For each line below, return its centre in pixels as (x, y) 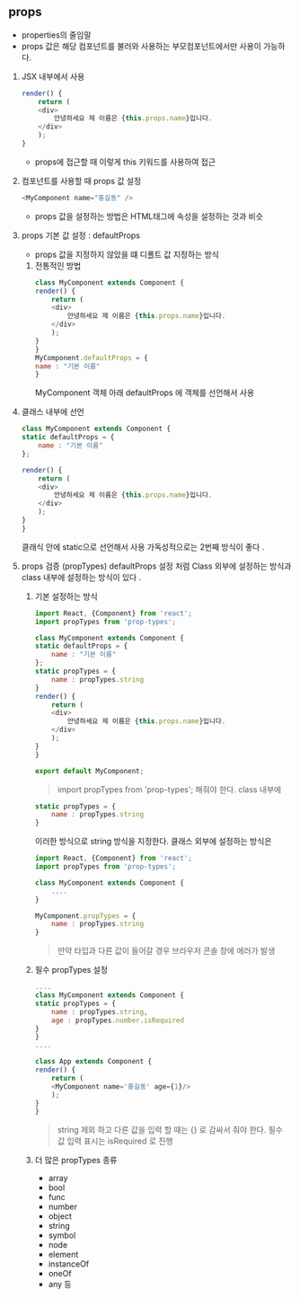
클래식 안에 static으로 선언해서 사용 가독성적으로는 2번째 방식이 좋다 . (143, 547)
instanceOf (69, 1264)
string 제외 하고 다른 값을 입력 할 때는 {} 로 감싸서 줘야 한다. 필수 (170, 1130)
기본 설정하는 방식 (66, 596)
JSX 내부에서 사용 (53, 76)
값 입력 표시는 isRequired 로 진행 (115, 1141)
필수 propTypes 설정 (71, 970)
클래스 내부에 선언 (53, 412)
